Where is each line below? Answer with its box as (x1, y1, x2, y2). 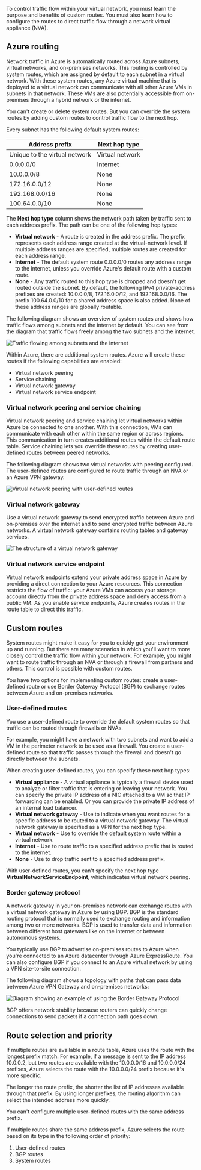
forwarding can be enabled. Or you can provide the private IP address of (14, 798, 194, 805)
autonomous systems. (6, 934, 61, 942)
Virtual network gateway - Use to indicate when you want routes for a (14, 810, 190, 818)
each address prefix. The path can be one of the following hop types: (6, 221, 178, 228)
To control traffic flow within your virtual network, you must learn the (6, 5, 176, 12)
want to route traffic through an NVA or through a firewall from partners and (6, 658, 193, 665)
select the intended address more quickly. (6, 1096, 110, 1103)
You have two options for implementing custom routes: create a (6, 676, 163, 683)
